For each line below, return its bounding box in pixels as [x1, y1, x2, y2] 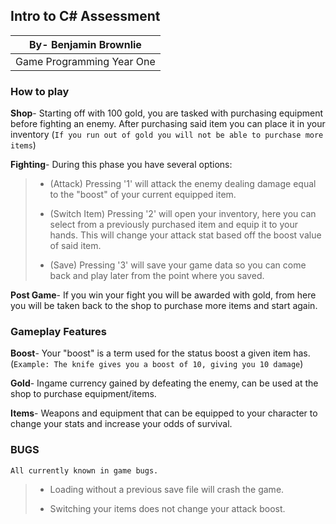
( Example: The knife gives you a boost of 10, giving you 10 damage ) [10, 358, 304, 370]
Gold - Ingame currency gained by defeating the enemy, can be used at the [10, 377, 319, 389]
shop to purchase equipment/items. [10, 388, 157, 400]
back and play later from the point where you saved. [49, 270, 265, 282]
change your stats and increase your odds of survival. [10, 418, 233, 430]
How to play [10, 84, 70, 98]
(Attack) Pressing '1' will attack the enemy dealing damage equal [49, 178, 317, 190]
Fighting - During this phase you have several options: [10, 159, 233, 171]
